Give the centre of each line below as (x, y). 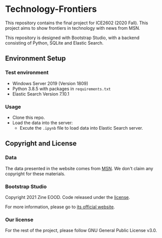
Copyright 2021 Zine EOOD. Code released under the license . (68, 197)
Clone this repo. (28, 117)
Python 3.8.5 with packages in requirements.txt (61, 89)
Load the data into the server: (42, 123)
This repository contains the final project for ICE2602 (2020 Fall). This (77, 23)
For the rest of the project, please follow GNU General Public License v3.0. (81, 231)
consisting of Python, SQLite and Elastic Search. (54, 43)
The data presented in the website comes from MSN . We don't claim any (79, 168)
